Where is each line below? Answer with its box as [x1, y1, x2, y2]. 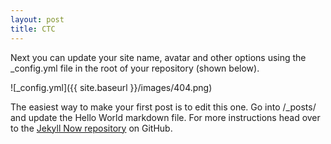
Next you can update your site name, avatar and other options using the [10, 51, 307, 63]
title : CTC [10, 24, 56, 34]
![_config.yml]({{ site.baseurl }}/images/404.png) [10, 81, 213, 93]
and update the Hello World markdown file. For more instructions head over [10, 111, 321, 123]
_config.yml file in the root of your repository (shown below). [10, 62, 260, 74]
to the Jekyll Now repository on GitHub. [10, 122, 173, 134]
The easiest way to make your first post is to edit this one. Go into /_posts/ [10, 101, 317, 113]
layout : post [10, 14, 65, 25]
